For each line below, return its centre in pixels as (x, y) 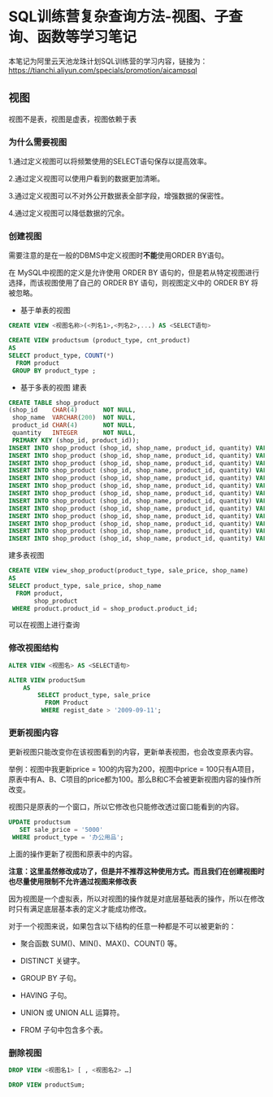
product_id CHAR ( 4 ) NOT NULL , (74, 425)
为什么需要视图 (38, 141)
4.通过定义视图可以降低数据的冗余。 (69, 213)
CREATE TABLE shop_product (54, 403)
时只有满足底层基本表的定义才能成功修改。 (80, 908)
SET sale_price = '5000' (61, 830)
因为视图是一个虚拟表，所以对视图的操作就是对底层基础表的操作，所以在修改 (136, 899)
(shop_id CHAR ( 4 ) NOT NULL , (72, 410)
